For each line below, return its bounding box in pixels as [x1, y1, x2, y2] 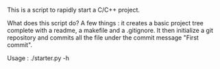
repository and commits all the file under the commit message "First [7, 33, 199, 42]
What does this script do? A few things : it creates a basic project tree [7, 19, 204, 27]
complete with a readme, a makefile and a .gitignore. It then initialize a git [7, 27, 214, 34]
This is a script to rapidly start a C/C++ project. [7, 6, 140, 14]
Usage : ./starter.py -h [7, 54, 70, 62]
